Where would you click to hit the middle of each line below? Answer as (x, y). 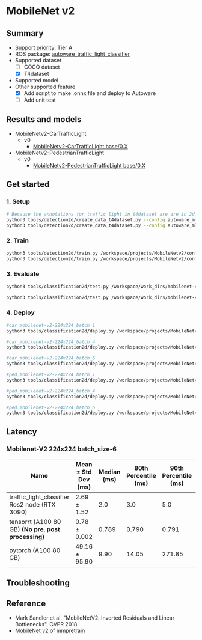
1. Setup (18, 201)
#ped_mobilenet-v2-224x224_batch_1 (51, 375)
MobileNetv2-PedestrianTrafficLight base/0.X (89, 166)
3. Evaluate (23, 274)
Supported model (36, 81)
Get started (28, 184)
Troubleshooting (38, 583)
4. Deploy (20, 312)
